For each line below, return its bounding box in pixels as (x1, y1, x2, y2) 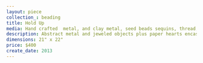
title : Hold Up (6, 20, 45, 26)
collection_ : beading (6, 14, 61, 20)
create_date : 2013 (6, 48, 53, 54)
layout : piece (6, 8, 42, 15)
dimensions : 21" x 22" (6, 37, 63, 43)
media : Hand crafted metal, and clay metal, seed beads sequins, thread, (6, 25, 199, 32)
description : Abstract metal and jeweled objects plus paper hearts (6, 31, 182, 37)
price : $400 (6, 43, 36, 49)
